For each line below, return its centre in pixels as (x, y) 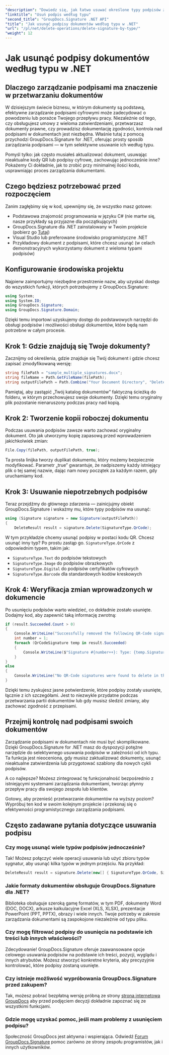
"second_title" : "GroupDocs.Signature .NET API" (57, 19)
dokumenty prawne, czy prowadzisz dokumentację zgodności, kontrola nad (84, 129)
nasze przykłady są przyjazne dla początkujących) (65, 221)
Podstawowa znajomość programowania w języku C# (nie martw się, (84, 216)
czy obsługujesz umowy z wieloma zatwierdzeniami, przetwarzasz (74, 123)
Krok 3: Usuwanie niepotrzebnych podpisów (76, 492)
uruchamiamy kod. (24, 476)
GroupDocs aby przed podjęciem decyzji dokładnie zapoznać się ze (76, 1001)
